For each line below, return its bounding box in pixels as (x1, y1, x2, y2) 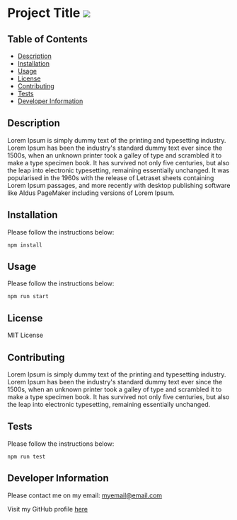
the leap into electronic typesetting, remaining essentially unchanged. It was (7, 166, 230, 175)
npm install (7, 242, 42, 249)
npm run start (7, 293, 50, 300)
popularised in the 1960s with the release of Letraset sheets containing (7, 173, 214, 182)
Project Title (7, 5, 81, 21)
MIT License (7, 331, 44, 340)
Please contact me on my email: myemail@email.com (7, 491, 163, 500)
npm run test (7, 453, 46, 460)
